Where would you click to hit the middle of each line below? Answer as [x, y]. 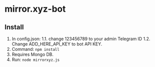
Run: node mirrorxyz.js [36, 59]
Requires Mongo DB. [33, 54]
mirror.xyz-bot [35, 9]
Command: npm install [36, 49]
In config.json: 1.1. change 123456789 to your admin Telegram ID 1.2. [81, 39]
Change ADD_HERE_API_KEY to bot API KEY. [57, 44]
